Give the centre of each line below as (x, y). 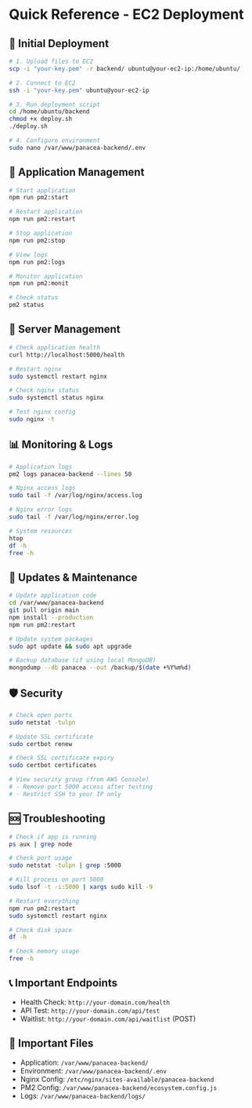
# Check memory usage (44, 952)
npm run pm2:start (39, 198)
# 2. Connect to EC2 (43, 83)
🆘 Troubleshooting (57, 819)
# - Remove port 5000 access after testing (81, 787)
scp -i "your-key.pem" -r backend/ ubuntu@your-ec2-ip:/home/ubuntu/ (125, 68)
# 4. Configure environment (55, 141)
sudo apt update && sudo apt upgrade (70, 646)
